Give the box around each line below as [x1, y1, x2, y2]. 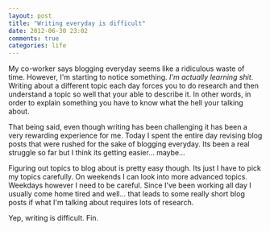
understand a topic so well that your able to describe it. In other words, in [8, 89, 251, 99]
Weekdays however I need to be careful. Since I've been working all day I [8, 180, 251, 190]
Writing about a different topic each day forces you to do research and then [8, 81, 260, 91]
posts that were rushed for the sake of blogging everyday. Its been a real [8, 139, 250, 149]
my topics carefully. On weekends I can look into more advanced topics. [8, 172, 248, 182]
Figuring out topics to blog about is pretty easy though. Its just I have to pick [8, 163, 262, 173]
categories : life [8, 42, 67, 50]
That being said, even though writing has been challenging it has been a [8, 122, 248, 132]
